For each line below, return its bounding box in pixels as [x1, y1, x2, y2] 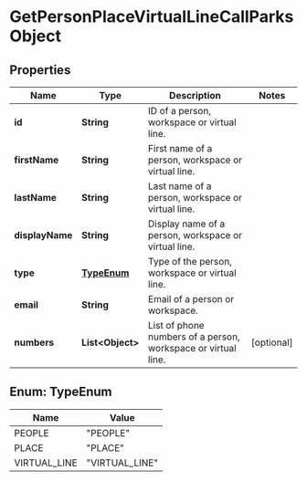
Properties [9, 62, 71, 78]
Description [168, 89, 222, 101]
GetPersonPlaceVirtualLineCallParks [9, 6, 294, 27]
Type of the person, [147, 256, 233, 267]
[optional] [250, 336, 293, 349]
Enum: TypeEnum [9, 384, 112, 400]
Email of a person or [147, 293, 235, 305]
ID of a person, [147, 105, 212, 117]
